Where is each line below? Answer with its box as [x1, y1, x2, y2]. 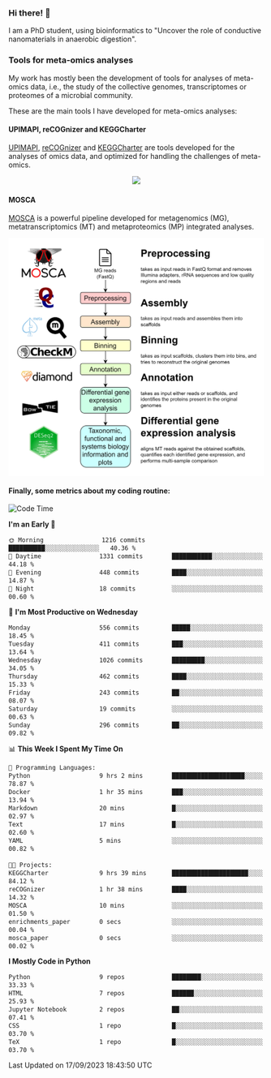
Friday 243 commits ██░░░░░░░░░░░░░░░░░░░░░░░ [8, 689, 264, 697]
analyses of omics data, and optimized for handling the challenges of [8, 151, 239, 161]
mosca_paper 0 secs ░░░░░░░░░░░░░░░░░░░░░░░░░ [8, 934, 264, 943]
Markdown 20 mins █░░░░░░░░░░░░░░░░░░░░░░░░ [8, 805, 264, 813]
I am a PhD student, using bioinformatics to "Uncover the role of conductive [8, 26, 262, 36]
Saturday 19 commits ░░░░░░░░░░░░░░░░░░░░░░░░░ [8, 705, 264, 713]
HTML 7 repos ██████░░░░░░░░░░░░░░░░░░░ [8, 990, 264, 998]
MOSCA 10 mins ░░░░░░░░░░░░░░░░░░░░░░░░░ [8, 902, 264, 910]
